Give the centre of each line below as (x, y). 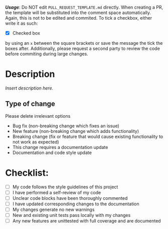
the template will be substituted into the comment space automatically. (78, 13)
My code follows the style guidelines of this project (65, 187)
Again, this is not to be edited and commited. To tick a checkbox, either (78, 18)
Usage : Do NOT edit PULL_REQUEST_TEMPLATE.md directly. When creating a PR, (84, 7)
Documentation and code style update (52, 152)
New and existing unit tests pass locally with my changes (71, 215)
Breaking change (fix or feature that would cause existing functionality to (88, 136)
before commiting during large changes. (47, 54)
